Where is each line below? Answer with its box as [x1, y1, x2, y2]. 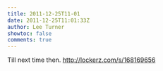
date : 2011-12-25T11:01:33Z [7, 17, 90, 24]
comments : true [7, 37, 52, 44]
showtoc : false [7, 30, 52, 37]
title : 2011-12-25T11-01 [7, 10, 80, 18]
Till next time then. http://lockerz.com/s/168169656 [7, 56, 156, 64]
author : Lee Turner [7, 23, 65, 30]
